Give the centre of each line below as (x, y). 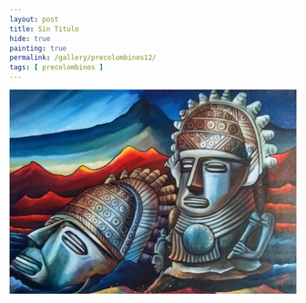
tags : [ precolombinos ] (56, 68)
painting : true (38, 48)
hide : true (30, 38)
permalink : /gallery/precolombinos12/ (83, 58)
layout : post (34, 19)
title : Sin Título (44, 29)
